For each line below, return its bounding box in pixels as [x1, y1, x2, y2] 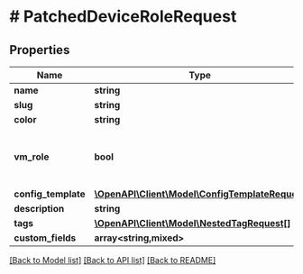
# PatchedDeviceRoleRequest [9, 6, 237, 27]
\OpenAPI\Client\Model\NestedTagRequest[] [94, 217, 291, 229]
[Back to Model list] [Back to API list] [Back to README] [9, 255, 216, 265]
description [14, 203, 65, 215]
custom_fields [14, 232, 77, 244]
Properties [9, 42, 70, 58]
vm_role [14, 151, 50, 163]
